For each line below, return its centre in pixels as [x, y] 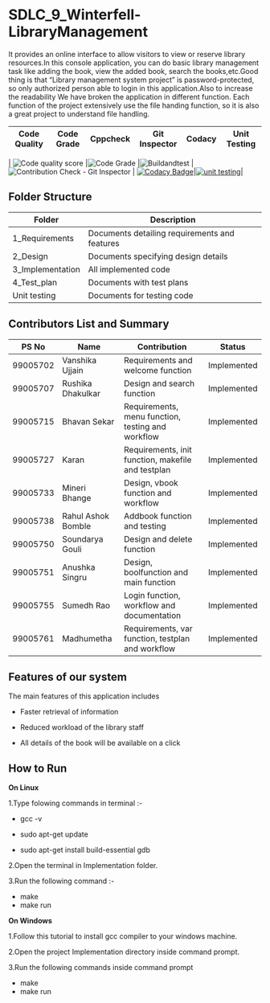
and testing [145, 526]
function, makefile [158, 460]
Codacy [201, 138]
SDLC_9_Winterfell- [75, 15]
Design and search [160, 383]
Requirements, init [158, 449]
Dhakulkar [81, 393]
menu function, [152, 416]
